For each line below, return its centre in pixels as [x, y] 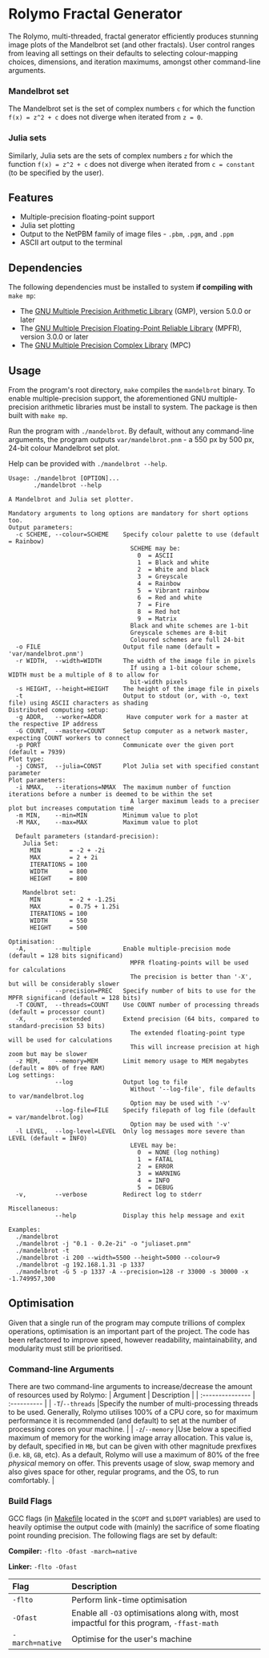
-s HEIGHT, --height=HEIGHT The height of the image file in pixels [138, 689]
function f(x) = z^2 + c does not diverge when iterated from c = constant [132, 164]
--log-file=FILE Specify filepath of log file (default [155, 1110]
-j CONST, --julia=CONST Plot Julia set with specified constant [138, 766]
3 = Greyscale [163, 576]
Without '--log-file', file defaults [193, 1089]
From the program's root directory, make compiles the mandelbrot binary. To [132, 389]
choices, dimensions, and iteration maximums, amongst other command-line [134, 62]
